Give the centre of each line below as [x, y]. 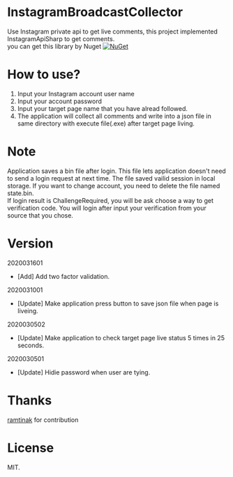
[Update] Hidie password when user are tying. [84, 372]
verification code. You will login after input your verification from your [107, 208]
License [31, 448]
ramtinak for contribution [43, 420]
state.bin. [21, 193]
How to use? [44, 75]
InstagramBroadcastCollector [95, 12]
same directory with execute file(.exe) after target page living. [106, 123]
